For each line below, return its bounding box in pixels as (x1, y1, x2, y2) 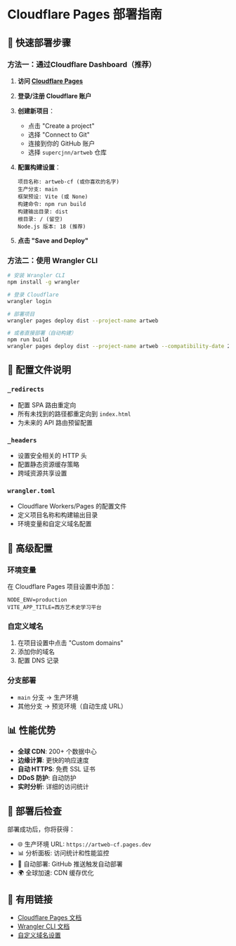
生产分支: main (17, 186, 58, 193)
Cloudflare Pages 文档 (17, 914, 82, 922)
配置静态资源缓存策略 (17, 460, 79, 468)
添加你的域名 (17, 648, 55, 656)
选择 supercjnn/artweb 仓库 (27, 148, 107, 156)
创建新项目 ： (17, 106, 55, 115)
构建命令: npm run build (17, 200, 86, 207)
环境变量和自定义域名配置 (17, 520, 92, 528)
